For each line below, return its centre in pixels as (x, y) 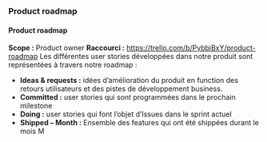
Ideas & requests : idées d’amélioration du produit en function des (129, 81)
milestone (36, 106)
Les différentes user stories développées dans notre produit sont (146, 57)
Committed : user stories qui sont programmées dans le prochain (128, 97)
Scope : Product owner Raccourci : (67, 48)
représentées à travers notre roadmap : (73, 65)
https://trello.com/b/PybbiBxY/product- (191, 48)
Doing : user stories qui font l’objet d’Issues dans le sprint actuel (126, 114)
